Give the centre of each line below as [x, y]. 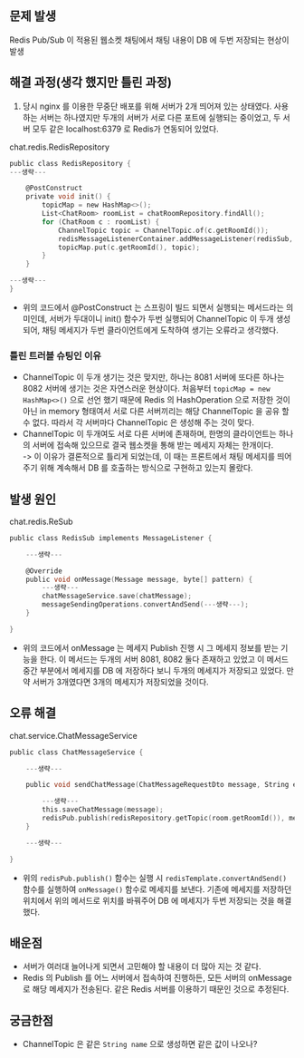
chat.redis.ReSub [42, 521]
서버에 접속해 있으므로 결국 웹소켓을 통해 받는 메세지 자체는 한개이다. [153, 445]
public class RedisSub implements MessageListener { [111, 538]
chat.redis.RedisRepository [60, 147]
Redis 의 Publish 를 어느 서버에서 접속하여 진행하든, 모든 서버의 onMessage [157, 978]
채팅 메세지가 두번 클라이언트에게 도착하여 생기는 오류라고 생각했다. [160, 330]
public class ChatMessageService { [76, 752]
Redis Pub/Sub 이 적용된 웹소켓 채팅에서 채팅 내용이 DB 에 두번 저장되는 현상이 [149, 40]
